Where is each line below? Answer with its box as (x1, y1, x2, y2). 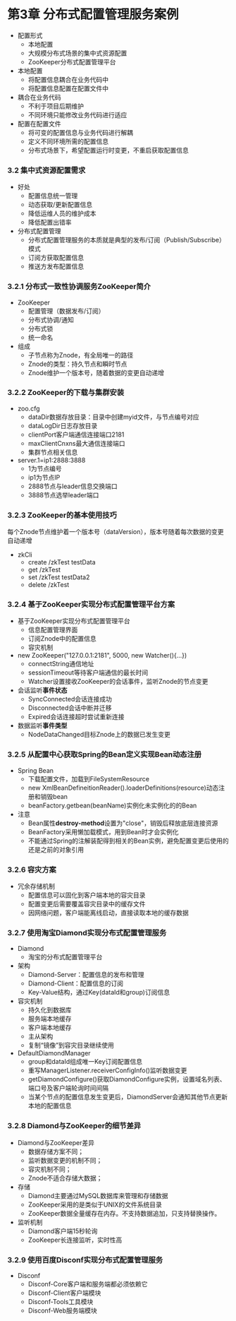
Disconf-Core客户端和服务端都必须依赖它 (27, 1279, 148, 1288)
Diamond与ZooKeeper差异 (17, 1138, 95, 1147)
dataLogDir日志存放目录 (27, 421, 98, 430)
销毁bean (40, 792, 68, 800)
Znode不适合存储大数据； (27, 1173, 103, 1182)
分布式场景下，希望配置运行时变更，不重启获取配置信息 (27, 146, 189, 154)
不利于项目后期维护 (27, 102, 85, 110)
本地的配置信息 (27, 1101, 72, 1110)
